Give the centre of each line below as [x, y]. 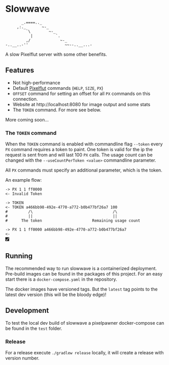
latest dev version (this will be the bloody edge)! [56, 295]
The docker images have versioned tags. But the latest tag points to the [81, 289]
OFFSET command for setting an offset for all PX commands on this [81, 93]
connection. [25, 99]
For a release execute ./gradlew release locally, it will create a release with [84, 352]
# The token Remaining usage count [73, 221]
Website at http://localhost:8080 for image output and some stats [81, 104]
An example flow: [23, 180]
